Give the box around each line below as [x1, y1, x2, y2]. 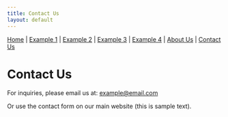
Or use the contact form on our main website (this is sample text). [7, 102, 192, 110]
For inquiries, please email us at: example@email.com [7, 89, 158, 97]
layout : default [7, 16, 53, 23]
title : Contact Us [7, 10, 59, 17]
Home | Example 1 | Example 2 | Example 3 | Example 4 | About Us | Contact [7, 35, 221, 43]
